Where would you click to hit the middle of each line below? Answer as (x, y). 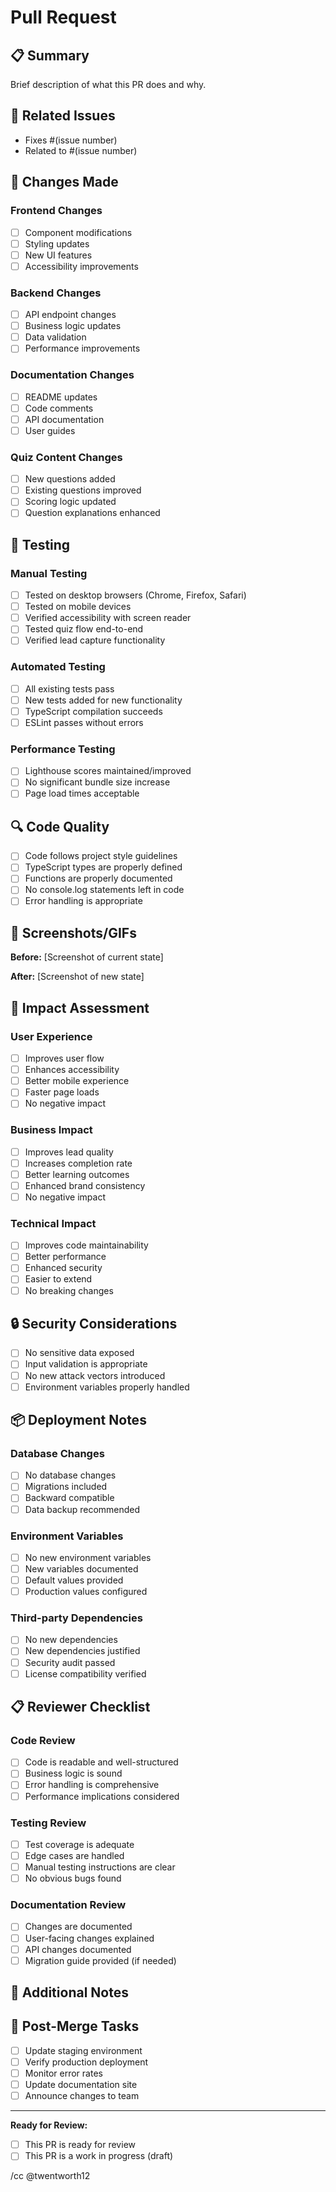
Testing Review (48, 1823)
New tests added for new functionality (103, 700)
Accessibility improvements (81, 266)
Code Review (43, 1740)
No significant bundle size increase (97, 782)
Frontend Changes (56, 211)
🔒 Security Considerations (94, 1323)
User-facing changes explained (89, 1938)
